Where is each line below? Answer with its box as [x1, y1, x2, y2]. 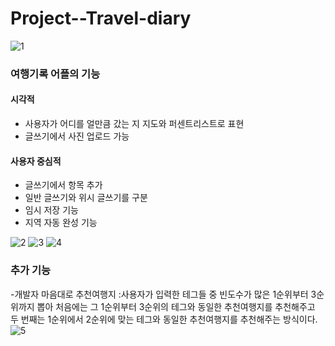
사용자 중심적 [10, 155, 62, 167]
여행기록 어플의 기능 [10, 67, 101, 81]
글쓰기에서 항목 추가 [24, 179, 103, 191]
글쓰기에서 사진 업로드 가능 [24, 130, 130, 142]
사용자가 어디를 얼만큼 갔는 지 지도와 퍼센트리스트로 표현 [24, 118, 245, 130]
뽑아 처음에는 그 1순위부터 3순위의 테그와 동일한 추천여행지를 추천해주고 [36, 300, 316, 312]
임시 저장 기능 [24, 204, 79, 216]
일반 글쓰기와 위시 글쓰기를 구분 [24, 192, 148, 204]
